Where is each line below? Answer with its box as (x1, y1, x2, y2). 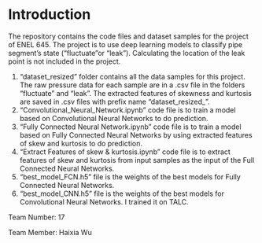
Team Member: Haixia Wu (8, 227, 92, 237)
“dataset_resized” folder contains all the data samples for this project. (19, 72, 245, 81)
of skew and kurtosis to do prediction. (19, 138, 143, 148)
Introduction (8, 6, 91, 24)
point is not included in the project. (8, 57, 121, 66)
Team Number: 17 (8, 212, 65, 222)
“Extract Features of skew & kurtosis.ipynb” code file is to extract (19, 147, 231, 156)
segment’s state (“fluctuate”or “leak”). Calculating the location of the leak (8, 48, 245, 57)
